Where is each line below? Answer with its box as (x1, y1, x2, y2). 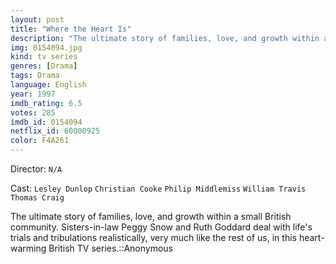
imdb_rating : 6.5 (10, 98, 83, 108)
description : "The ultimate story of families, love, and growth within (10, 33, 320, 43)
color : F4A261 (10, 136, 70, 146)
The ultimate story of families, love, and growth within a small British (10, 211, 292, 222)
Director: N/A (10, 163, 63, 175)
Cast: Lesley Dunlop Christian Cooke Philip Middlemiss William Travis (10, 182, 307, 194)
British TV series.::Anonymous (48, 242, 174, 254)
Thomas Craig (10, 193, 65, 203)
